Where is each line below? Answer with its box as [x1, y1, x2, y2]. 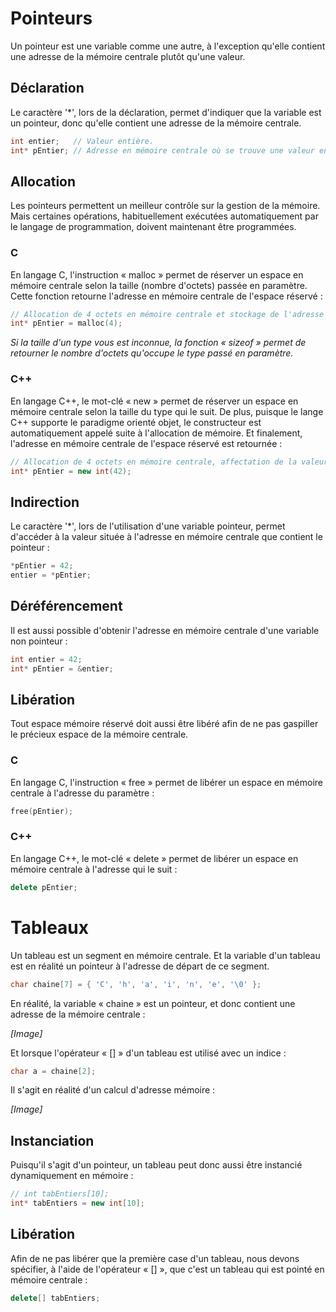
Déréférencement [10, 598, 123, 615]
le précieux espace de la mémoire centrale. [10, 728, 189, 741]
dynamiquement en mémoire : [10, 1170, 134, 1182]
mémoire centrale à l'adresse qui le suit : [10, 863, 178, 875]
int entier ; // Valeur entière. [10, 136, 155, 146]
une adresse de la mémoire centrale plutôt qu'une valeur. [10, 50, 246, 62]
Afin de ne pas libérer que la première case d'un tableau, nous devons [10, 1252, 300, 1264]
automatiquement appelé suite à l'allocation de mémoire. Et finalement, [10, 427, 303, 439]
